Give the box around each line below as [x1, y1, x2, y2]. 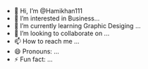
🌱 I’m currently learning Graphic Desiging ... [13, 22, 141, 30]
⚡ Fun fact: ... [13, 55, 53, 63]
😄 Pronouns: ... [13, 47, 60, 56]
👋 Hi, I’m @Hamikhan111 [13, 7, 83, 15]
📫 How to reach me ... [13, 37, 80, 45]
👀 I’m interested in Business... [13, 14, 100, 23]
